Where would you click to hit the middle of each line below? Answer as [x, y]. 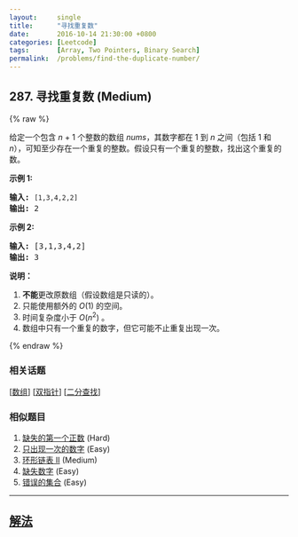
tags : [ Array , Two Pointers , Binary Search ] [105, 51]
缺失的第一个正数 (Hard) [66, 438]
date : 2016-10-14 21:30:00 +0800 [83, 34]
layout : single [45, 17]
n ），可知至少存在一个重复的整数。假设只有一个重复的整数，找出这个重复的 [145, 148]
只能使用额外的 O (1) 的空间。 [74, 305]
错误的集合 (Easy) [54, 482]
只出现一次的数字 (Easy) [66, 449]
